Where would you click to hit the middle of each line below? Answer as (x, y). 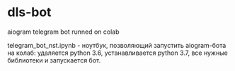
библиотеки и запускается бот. (54, 60)
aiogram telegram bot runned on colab (63, 32)
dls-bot (29, 12)
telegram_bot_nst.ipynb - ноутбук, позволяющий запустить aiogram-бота (117, 45)
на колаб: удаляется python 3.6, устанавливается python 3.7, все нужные (117, 53)
